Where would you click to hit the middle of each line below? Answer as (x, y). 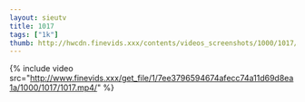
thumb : (22, 43)
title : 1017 (32, 26)
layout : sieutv (38, 18)
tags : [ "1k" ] (34, 34)
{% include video (42, 69)
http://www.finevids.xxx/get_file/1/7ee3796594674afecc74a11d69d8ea (162, 79)
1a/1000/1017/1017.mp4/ (54, 88)
